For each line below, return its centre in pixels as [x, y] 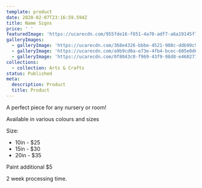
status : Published [29, 74]
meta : [13, 79]
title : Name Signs [29, 23]
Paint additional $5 [29, 167]
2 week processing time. [37, 178]
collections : [23, 62]
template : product [29, 12]
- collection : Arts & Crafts [48, 68]
